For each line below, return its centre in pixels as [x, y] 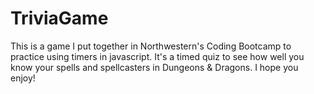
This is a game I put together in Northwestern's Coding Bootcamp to [151, 46]
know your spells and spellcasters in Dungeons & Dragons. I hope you [154, 67]
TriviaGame [59, 18]
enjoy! [23, 78]
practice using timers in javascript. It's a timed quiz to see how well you [157, 56]
